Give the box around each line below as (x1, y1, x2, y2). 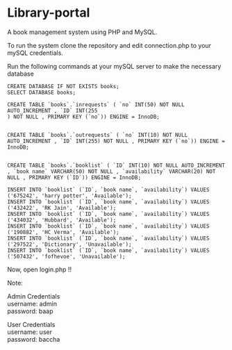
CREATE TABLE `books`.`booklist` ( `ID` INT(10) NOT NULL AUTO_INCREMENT (7, 162, 226, 169)
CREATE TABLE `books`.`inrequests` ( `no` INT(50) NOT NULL (7, 101, 185, 108)
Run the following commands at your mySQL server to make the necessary (7, 62, 222, 70)
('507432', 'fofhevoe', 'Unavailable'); (7, 253, 126, 260)
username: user (7, 328, 52, 336)
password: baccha (7, 335, 60, 343)
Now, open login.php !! (7, 265, 72, 274)
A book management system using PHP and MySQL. (7, 28, 158, 36)
